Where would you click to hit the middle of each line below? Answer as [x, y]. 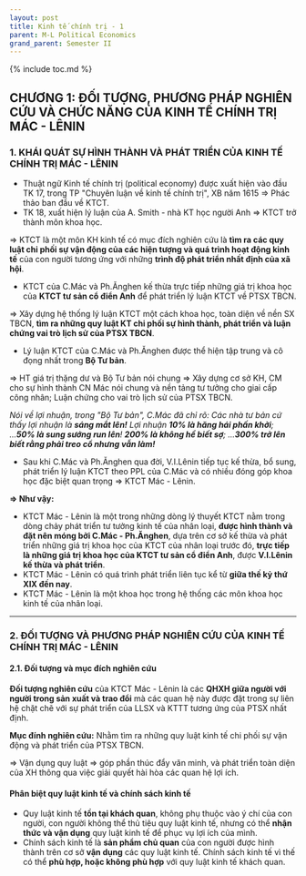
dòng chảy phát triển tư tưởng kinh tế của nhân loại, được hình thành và [158, 525]
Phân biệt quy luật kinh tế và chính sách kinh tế [100, 793]
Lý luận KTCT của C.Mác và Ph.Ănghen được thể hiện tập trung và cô [153, 351]
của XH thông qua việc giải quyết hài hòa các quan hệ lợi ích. [124, 773]
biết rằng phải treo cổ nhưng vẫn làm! [82, 443]
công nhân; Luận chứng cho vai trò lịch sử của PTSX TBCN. [121, 397]
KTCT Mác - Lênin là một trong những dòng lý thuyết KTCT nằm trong [153, 516]
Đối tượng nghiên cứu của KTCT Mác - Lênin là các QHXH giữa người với [148, 689]
